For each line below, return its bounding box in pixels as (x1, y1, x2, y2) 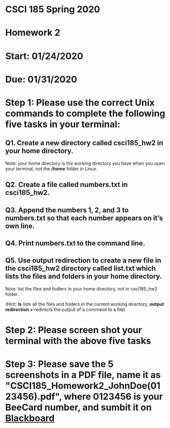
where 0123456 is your (63, 391, 163, 403)
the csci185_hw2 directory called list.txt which (5, 264, 156, 273)
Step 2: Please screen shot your (5, 324, 142, 336)
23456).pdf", (5, 391, 62, 403)
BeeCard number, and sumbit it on (5, 402, 152, 413)
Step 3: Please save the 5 (5, 358, 114, 370)
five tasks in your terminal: (5, 118, 121, 130)
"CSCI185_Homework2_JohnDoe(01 (5, 380, 161, 392)
